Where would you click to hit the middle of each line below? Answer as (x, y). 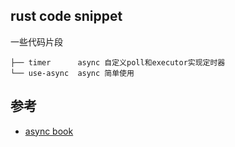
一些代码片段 (36, 41)
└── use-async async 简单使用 (72, 73)
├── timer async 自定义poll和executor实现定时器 (118, 62)
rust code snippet (66, 16)
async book (49, 131)
